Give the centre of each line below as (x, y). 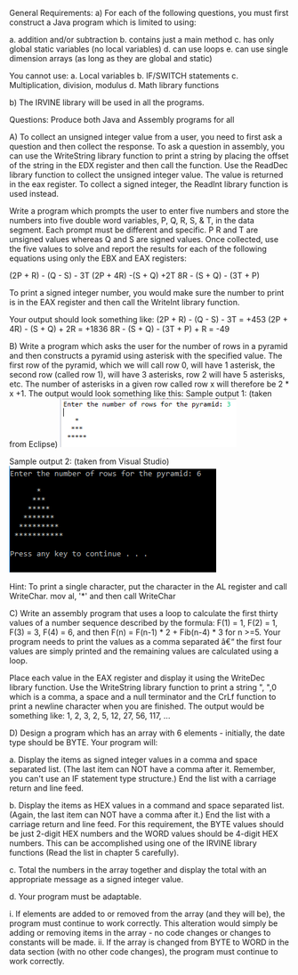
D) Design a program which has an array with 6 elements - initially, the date (147, 733)
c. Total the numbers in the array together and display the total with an (138, 870)
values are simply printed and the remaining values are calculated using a (144, 651)
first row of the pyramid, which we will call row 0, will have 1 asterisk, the (142, 365)
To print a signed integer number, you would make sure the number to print (147, 292)
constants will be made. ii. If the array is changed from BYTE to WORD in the (149, 942)
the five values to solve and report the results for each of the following (138, 249)
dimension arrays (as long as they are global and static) (111, 58)
